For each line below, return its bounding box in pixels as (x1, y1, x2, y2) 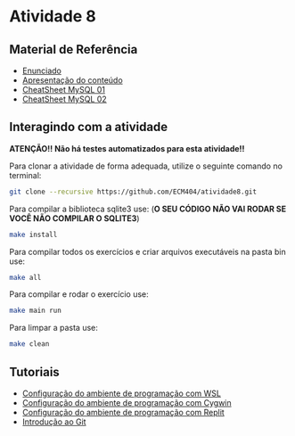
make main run (9, 306, 62, 316)
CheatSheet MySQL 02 (21, 94, 107, 104)
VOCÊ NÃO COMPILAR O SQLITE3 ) (9, 212, 140, 224)
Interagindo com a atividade (9, 119, 168, 135)
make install (9, 230, 58, 239)
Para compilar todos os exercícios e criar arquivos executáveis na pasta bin (9, 246, 287, 257)
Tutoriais (9, 364, 60, 380)
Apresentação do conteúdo (21, 75, 123, 86)
